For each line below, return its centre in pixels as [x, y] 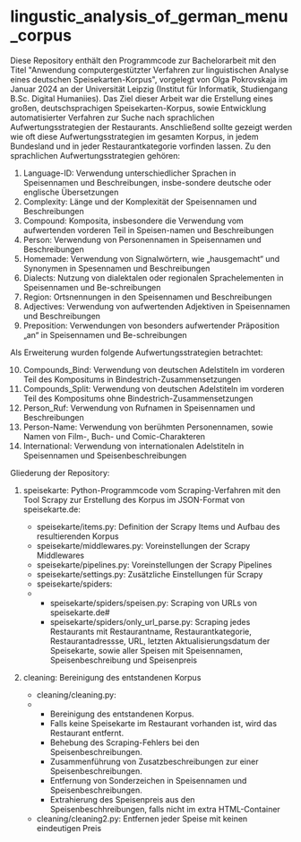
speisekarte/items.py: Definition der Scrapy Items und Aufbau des [158, 526]
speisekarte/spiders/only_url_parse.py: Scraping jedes [150, 621]
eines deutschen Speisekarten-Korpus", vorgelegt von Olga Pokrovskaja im [149, 79]
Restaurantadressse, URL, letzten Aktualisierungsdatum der [160, 641]
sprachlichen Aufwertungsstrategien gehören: [95, 155]
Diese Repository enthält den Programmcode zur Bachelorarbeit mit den [143, 60]
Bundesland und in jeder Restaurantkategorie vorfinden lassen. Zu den [141, 146]
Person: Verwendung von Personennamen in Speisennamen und [142, 239]
